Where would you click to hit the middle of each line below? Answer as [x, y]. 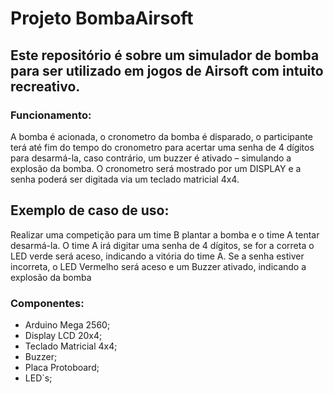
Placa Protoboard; [62, 367]
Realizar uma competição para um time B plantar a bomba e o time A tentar [165, 234]
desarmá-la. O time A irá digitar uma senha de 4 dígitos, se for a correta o [162, 245]
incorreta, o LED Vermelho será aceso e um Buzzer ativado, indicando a [158, 266]
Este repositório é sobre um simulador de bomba [165, 55]
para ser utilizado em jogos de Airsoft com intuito [167, 70]
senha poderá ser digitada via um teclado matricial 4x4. [125, 179]
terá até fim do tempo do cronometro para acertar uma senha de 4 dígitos [162, 147]
